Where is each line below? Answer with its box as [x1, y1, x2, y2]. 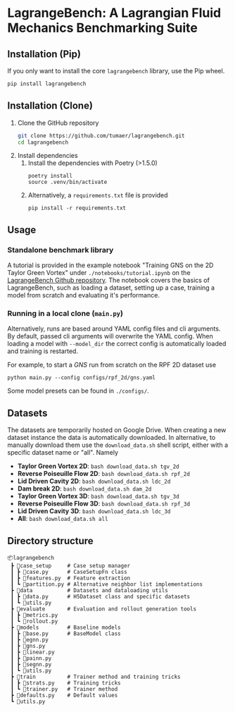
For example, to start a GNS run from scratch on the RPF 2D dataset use [7, 361, 217, 369]
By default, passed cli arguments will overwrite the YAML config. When [7, 332, 213, 340]
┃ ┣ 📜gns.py [10, 643, 46, 650]
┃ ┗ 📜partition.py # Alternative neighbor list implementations [10, 581, 203, 588]
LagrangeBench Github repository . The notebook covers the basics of [7, 276, 210, 285]
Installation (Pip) [7, 48, 81, 60]
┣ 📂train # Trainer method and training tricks [10, 673, 181, 681]
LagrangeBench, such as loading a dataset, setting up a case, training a [7, 283, 215, 292]
